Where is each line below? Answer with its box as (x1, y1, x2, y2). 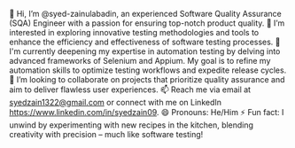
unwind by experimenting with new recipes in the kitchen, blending (9, 120, 254, 130)
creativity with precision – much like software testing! (9, 129, 204, 139)
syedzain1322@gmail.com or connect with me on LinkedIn (9, 97, 222, 107)
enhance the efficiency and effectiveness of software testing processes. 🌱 (9, 36, 281, 47)
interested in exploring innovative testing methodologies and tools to (9, 27, 260, 37)
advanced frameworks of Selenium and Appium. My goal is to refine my (9, 56, 271, 66)
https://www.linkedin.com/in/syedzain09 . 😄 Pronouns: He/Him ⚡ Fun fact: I (9, 107, 284, 117)
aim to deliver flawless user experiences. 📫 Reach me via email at (9, 84, 251, 95)
